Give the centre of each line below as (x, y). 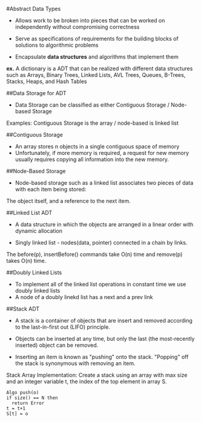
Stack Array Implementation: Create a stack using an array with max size (97, 375)
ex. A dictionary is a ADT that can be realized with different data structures (100, 68)
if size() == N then (32, 398)
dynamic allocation (38, 231)
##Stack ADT (23, 309)
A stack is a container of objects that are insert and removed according (104, 321)
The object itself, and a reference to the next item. (69, 201)
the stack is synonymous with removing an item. (75, 363)
